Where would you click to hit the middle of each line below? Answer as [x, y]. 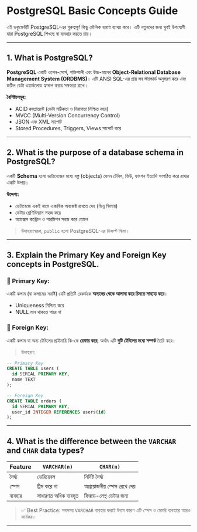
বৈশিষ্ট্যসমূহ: [16, 97]
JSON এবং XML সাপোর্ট [38, 121]
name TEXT [24, 379]
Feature [20, 467]
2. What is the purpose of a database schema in [95, 153]
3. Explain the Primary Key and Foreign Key [87, 255]
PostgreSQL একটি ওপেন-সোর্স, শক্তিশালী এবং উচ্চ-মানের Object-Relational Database [94, 72]
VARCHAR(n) [58, 467]
